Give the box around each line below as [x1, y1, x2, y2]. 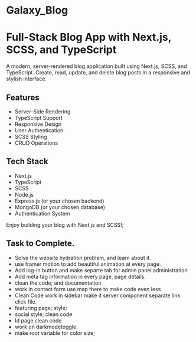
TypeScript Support [14, 114, 63, 121]
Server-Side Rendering [14, 108, 71, 115]
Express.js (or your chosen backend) [14, 197, 104, 204]
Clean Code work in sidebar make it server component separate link [14, 292, 181, 299]
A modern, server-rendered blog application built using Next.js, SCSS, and [6, 63, 187, 70]
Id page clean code [14, 317, 62, 324]
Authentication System [14, 210, 70, 217]
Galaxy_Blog [6, 4, 68, 17]
